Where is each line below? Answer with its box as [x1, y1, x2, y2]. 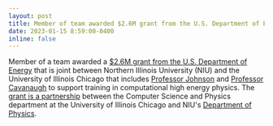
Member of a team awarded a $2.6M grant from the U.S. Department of [8, 57, 248, 67]
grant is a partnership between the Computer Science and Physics [8, 91, 232, 102]
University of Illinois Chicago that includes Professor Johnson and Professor [8, 74, 264, 84]
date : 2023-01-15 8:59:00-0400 [8, 27, 115, 35]
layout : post [8, 11, 53, 20]
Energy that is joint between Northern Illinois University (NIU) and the [8, 66, 240, 76]
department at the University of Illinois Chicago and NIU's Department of [8, 100, 252, 110]
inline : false [8, 34, 57, 43]
